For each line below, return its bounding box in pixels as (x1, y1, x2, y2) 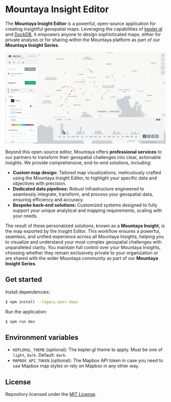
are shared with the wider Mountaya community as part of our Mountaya (5, 255, 159, 261)
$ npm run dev (5, 319, 36, 324)
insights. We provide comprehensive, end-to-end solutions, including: (5, 159, 152, 166)
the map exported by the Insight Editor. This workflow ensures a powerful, (5, 228, 161, 234)
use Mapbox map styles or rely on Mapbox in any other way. (12, 363, 139, 369)
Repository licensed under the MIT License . (5, 391, 97, 397)
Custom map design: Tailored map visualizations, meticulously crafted (12, 169, 161, 175)
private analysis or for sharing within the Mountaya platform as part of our (5, 37, 160, 43)
